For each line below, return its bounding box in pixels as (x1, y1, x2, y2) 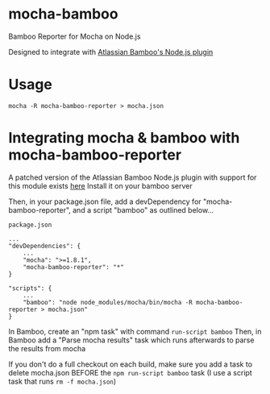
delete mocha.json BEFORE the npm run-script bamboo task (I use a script (8, 367, 252, 377)
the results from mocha (8, 343, 86, 353)
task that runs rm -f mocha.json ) (8, 376, 117, 386)
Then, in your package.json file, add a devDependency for (8, 197, 201, 206)
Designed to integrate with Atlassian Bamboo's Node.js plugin (8, 47, 214, 56)
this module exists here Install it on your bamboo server (8, 180, 193, 190)
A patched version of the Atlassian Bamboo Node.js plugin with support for (8, 172, 257, 182)
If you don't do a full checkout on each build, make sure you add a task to (8, 359, 252, 369)
